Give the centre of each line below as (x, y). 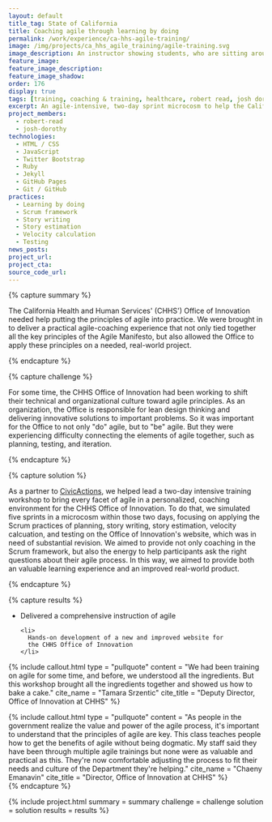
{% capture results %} (46, 600)
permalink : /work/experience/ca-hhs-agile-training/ (99, 39)
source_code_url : (38, 272)
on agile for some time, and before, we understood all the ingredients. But (131, 676)
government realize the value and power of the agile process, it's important (134, 726)
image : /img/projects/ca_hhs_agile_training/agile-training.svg (119, 46)
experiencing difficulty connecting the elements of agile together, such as (132, 435)
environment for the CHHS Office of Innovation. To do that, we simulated (130, 508)
